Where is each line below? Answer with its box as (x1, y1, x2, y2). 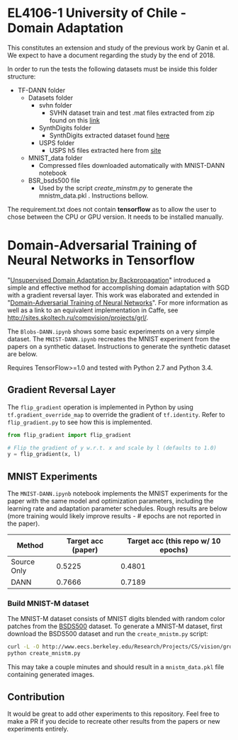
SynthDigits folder (38, 123, 92, 132)
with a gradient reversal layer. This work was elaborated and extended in (7, 290, 220, 299)
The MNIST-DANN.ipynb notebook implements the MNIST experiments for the (7, 489, 228, 498)
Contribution (7, 690, 65, 702)
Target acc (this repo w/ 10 (127, 536, 221, 546)
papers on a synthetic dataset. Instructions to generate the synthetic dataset (7, 342, 231, 351)
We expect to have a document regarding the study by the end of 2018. (7, 51, 215, 59)
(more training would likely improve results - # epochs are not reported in (7, 512, 221, 520)
